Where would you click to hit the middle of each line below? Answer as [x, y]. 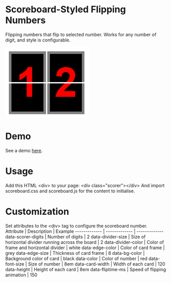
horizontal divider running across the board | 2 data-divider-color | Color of [85, 242]
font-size [15, 264]
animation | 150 [21, 275]
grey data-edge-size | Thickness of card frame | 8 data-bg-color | [75, 253]
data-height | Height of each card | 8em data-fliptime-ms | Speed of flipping [86, 269]
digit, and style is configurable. [38, 40]
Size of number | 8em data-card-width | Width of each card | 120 [97, 264]
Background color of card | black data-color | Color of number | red [76, 258]
